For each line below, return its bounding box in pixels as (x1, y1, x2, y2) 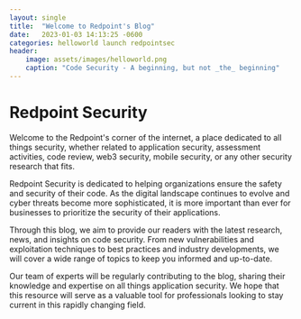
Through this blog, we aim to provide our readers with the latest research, (9, 224, 283, 235)
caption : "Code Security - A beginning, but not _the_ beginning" (25, 64, 280, 73)
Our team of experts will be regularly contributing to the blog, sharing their (9, 270, 286, 281)
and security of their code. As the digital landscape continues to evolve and (9, 187, 290, 198)
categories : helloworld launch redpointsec (9, 38, 176, 48)
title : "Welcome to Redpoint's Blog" (9, 22, 155, 31)
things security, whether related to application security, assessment (9, 141, 261, 152)
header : (9, 47, 39, 56)
